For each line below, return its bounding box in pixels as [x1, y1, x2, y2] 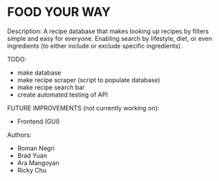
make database [17, 68, 61, 77]
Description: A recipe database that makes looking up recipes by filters [7, 27, 209, 35]
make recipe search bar [17, 83, 85, 91]
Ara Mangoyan [17, 158, 59, 166]
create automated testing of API [17, 90, 108, 99]
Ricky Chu [17, 166, 47, 174]
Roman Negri [17, 144, 55, 152]
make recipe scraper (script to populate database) [17, 75, 160, 84]
